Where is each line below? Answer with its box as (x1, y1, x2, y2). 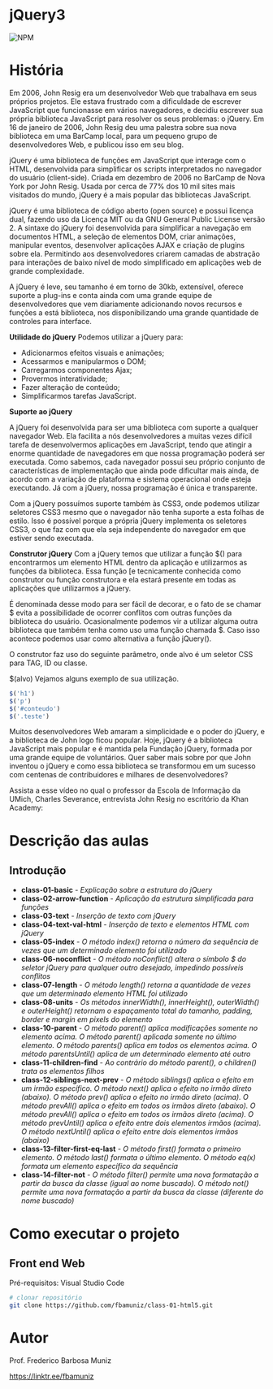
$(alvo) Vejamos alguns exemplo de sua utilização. (9, 673, 180, 683)
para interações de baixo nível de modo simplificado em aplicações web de (9, 257, 262, 267)
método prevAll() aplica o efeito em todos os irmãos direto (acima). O (20, 1110, 254, 1119)
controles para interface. (9, 316, 92, 326)
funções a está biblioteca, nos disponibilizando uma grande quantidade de (9, 307, 259, 318)
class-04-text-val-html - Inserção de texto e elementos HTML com (20, 920, 249, 929)
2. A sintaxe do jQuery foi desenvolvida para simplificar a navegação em (9, 223, 252, 232)
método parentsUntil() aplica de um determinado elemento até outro (20, 1049, 251, 1059)
